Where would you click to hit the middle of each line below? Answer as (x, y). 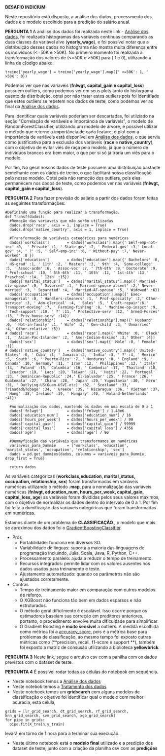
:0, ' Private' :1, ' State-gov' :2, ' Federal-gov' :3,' (78, 247)
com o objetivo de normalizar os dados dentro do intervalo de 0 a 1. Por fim (82, 502)
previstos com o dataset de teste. (39, 662)
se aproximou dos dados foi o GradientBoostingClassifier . (64, 528)
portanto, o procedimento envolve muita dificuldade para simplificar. (89, 621)
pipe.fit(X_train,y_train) (37, 724)
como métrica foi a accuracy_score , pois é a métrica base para (83, 632)
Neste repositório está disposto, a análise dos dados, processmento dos (78, 17)
